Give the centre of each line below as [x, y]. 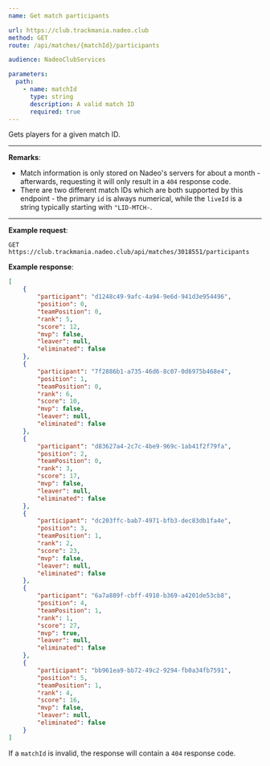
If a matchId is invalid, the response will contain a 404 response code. [122, 753]
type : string [51, 96]
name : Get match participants [59, 16]
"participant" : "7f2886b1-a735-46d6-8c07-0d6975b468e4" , [134, 371]
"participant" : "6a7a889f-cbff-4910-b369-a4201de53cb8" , [134, 596]
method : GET [28, 38]
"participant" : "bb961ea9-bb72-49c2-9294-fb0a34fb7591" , [134, 670]
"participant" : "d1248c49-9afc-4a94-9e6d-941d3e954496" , [134, 297]
